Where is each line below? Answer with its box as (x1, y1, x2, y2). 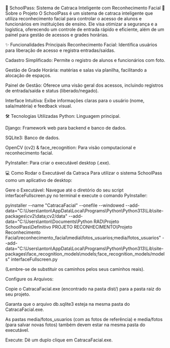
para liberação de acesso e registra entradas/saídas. (5, 47, 116, 53)
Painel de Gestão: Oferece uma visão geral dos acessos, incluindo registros (5, 82, 163, 88)
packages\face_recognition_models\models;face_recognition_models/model (5, 251, 165, 257)
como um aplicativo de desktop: (5, 177, 73, 183)
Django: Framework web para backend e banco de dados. (5, 125, 127, 131)
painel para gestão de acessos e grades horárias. (5, 32, 109, 38)
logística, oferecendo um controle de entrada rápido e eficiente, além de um (5, 26, 164, 33)
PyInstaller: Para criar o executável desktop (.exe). (5, 160, 111, 166)
